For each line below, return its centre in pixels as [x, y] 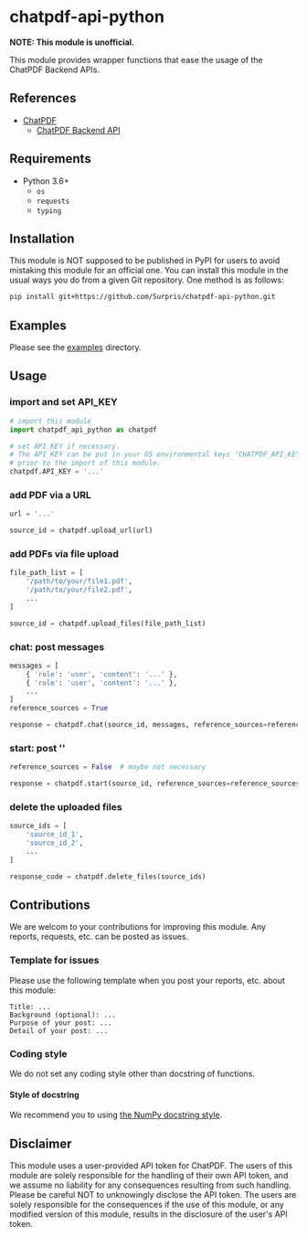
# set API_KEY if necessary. [65, 446]
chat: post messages [57, 646]
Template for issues [54, 960]
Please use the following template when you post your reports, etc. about [148, 980]
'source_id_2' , [55, 843]
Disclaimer [41, 1143]
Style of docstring [44, 1094]
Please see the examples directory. [75, 347]
